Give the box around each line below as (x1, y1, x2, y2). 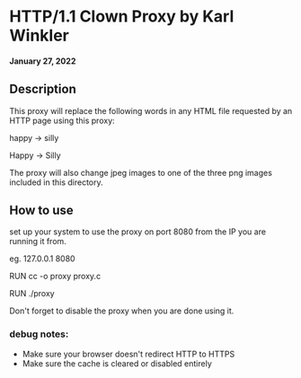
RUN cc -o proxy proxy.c (9, 271, 102, 282)
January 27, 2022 (9, 56, 76, 66)
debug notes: (9, 328, 69, 340)
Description (9, 82, 76, 97)
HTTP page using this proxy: (9, 115, 115, 126)
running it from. (9, 236, 67, 247)
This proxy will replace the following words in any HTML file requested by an (9, 105, 293, 116)
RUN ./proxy (9, 288, 56, 299)
